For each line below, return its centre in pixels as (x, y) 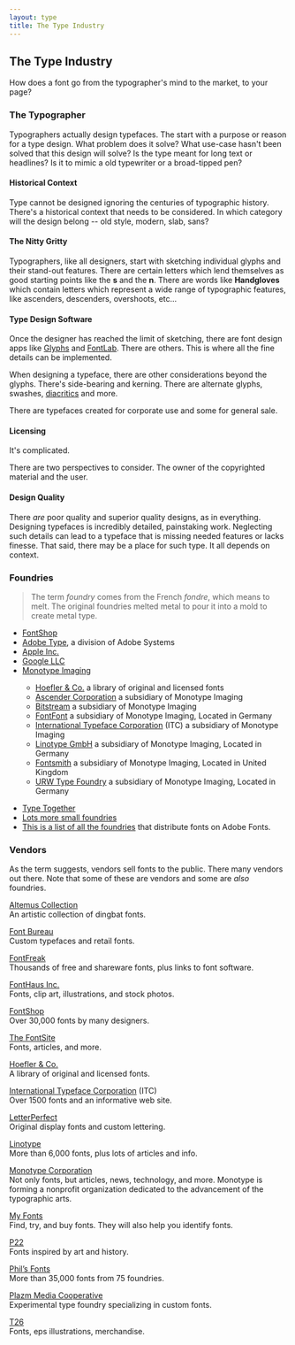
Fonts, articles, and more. (55, 1047)
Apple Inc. (41, 651)
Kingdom (52, 772)
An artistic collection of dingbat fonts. (78, 915)
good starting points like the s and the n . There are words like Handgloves (144, 281)
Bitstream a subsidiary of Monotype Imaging (116, 706)
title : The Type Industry (57, 26)
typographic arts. (41, 1199)
